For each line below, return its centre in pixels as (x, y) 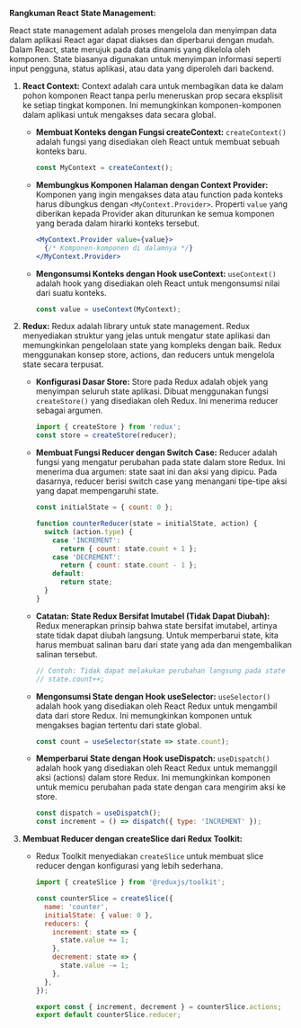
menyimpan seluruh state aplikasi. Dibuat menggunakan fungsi (152, 391)
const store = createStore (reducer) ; (106, 435)
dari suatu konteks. (71, 292)
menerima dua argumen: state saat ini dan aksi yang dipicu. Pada (156, 472)
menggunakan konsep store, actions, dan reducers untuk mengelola (149, 355)
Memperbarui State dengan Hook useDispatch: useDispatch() (153, 758)
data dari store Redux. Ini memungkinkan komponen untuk (144, 715)
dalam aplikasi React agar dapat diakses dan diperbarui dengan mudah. (142, 40)
